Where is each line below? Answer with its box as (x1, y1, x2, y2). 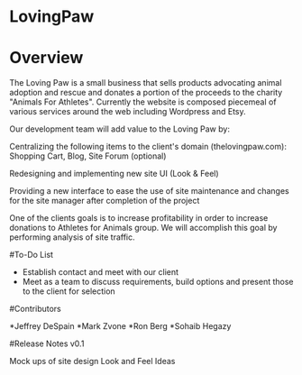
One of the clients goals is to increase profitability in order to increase (9, 213, 269, 224)
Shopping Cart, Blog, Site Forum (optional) (9, 151, 167, 161)
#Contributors (9, 304, 61, 315)
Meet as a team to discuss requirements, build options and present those (22, 277, 294, 288)
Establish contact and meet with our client (22, 267, 178, 278)
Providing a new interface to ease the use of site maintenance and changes (9, 186, 290, 197)
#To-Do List (9, 250, 54, 261)
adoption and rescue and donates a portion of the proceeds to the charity (9, 87, 283, 98)
